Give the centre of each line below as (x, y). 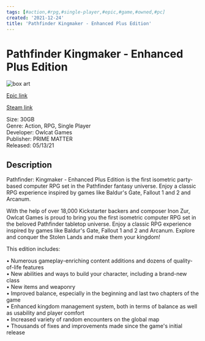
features (33, 267)
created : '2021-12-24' (35, 18)
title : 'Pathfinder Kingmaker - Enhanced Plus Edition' (79, 23)
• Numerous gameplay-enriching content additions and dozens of (89, 261)
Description (29, 165)
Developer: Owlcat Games (39, 132)
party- (185, 180)
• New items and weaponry (41, 287)
